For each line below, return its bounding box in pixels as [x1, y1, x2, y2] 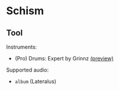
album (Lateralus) [14, 78, 57, 85]
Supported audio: [6, 66, 49, 73]
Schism [6, 4, 45, 18]
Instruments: [6, 43, 37, 50]
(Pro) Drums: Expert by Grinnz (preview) [14, 55, 114, 62]
